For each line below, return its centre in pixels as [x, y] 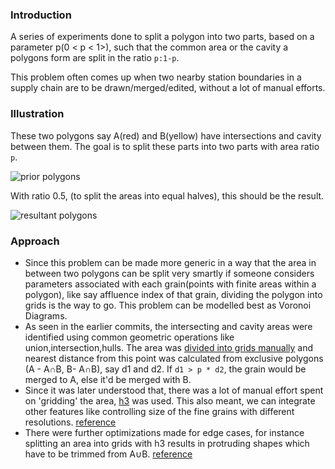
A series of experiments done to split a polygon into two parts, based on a [162, 37]
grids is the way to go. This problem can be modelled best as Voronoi [168, 305]
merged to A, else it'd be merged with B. [108, 379]
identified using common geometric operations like [129, 337]
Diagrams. [46, 315]
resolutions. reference [70, 422]
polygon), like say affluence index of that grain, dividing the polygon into [173, 294]
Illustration [37, 114]
